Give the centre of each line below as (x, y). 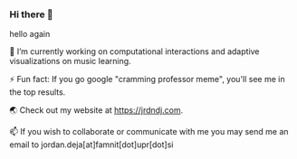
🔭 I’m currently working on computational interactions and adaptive (134, 51)
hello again (30, 34)
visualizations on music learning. (70, 61)
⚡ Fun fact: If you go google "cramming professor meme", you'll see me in (147, 79)
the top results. (38, 92)
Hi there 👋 (32, 14)
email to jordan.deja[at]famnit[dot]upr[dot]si (91, 145)
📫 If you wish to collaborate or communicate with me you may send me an (149, 132)
